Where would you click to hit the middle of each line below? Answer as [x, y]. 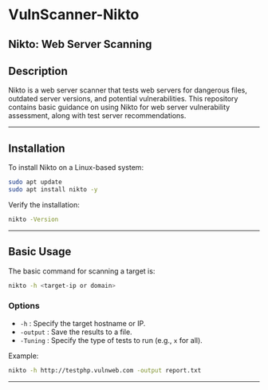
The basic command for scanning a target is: [82, 271]
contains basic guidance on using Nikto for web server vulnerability [119, 107]
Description [38, 71]
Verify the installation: [44, 204]
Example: [24, 356]
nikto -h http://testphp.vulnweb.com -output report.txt [105, 370]
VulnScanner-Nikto [74, 15]
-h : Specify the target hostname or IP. [83, 323]
